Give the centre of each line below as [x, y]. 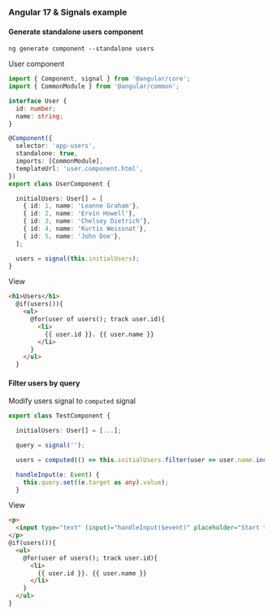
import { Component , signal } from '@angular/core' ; [100, 79]
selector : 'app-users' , [56, 146]
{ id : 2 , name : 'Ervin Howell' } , [80, 214]
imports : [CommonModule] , [60, 161]
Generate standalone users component [76, 32]
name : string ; [39, 116]
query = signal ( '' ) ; [50, 446]
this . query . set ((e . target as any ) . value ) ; [96, 482]
